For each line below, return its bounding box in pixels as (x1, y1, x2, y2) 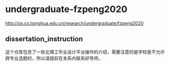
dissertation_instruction (5, 35, 83, 43)
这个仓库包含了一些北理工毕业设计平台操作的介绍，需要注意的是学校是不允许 (5, 49, 165, 55)
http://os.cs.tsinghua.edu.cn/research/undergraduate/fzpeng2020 (5, 20, 144, 26)
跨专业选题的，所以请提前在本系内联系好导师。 (5, 55, 103, 61)
